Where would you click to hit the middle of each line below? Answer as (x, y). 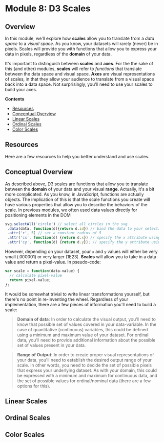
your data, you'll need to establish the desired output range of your (84, 360)
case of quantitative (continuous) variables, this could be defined (82, 329)
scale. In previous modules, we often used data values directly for (71, 210)
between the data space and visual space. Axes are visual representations (80, 74)
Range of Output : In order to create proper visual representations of (85, 355)
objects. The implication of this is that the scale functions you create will (78, 199)
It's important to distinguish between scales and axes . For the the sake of (79, 63)
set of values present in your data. (51, 345)
